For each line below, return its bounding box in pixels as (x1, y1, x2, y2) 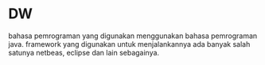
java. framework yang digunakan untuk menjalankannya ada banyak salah (8, 39, 251, 48)
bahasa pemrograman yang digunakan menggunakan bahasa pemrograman (8, 31, 258, 40)
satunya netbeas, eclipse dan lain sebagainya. (8, 48, 160, 57)
